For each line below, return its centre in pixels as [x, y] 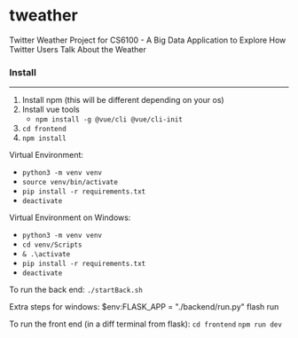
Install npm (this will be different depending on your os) [123, 100]
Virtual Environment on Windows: [70, 217]
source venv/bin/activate [70, 183]
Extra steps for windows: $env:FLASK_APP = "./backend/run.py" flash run [144, 307]
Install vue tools [51, 110]
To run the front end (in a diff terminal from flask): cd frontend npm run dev [145, 324]
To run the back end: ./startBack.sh [76, 290]
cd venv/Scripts [52, 245]
